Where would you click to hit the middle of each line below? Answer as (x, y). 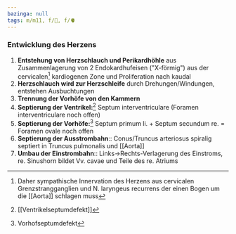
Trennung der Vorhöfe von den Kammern (79, 98)
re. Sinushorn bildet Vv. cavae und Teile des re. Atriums (98, 161)
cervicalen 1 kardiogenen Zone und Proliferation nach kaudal (104, 76)
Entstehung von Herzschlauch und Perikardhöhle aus (97, 60)
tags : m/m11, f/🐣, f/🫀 (41, 20)
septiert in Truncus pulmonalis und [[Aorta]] (81, 145)
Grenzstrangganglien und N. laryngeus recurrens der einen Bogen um (118, 188)
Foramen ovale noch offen (55, 131)
